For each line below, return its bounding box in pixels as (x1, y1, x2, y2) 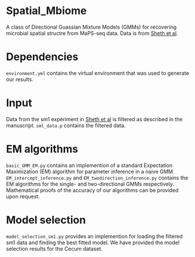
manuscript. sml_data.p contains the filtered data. (6, 122, 126, 129)
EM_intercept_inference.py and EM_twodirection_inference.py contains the (6, 174, 189, 181)
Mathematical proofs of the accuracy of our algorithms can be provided (6, 186, 179, 194)
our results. (6, 76, 34, 83)
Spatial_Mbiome (6, 4, 87, 18)
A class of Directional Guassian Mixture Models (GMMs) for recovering (6, 23, 177, 30)
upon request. (6, 193, 40, 200)
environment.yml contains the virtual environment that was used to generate (6, 69, 189, 77)
